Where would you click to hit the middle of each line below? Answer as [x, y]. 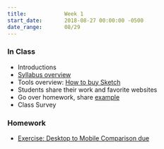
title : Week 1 [45, 14]
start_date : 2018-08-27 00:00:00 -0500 [75, 20]
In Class [22, 52]
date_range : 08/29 [44, 27]
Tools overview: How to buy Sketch [69, 82]
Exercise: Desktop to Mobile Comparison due [83, 138]
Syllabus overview [44, 74]
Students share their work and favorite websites [87, 90]
